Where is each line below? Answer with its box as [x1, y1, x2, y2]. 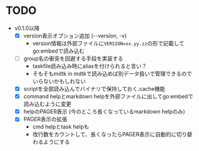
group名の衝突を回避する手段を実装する [23, 55, 123, 62]
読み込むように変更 [23, 101, 72, 108]
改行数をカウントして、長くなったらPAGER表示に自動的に [32, 131, 177, 138]
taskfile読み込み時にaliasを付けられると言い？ [32, 62, 147, 70]
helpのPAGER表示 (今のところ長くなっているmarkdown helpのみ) [23, 108, 186, 115]
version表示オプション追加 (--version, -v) [23, 32, 127, 39]
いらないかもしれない [32, 78, 86, 85]
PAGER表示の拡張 [23, 116, 68, 123]
